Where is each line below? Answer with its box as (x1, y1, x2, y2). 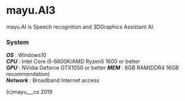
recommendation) (6, 71, 50, 78)
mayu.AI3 (6, 4, 55, 17)
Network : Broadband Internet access (6, 77, 100, 84)
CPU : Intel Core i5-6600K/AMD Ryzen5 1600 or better (6, 58, 140, 65)
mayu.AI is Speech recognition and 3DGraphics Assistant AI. (6, 23, 155, 30)
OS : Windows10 (6, 52, 47, 59)
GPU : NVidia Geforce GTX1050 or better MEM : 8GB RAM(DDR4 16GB (6, 64, 179, 71)
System (6, 38, 29, 46)
